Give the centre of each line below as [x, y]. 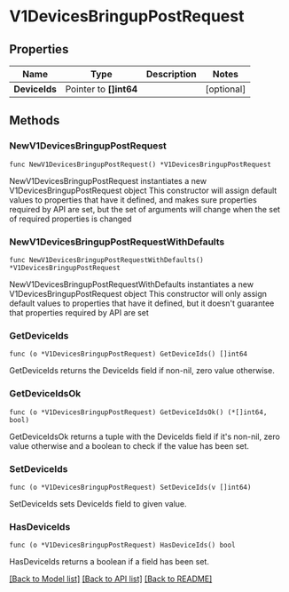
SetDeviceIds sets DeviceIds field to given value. [98, 503]
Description [171, 74]
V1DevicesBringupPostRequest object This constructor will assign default [143, 190]
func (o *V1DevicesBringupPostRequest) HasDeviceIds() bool [123, 545]
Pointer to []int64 [102, 89]
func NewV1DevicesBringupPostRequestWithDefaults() [106, 260]
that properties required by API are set [79, 312]
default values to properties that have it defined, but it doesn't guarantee [142, 303]
